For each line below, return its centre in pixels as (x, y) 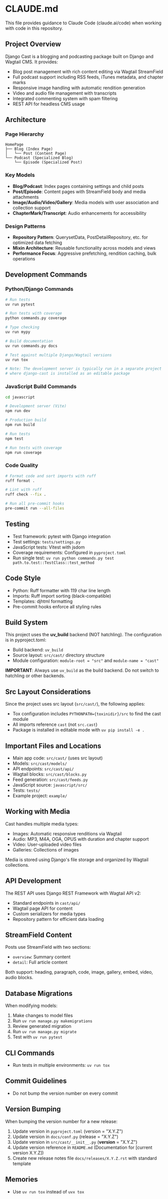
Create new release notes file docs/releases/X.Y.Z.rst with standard (85, 1158)
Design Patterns (25, 226)
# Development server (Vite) (36, 406)
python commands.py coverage (36, 318)
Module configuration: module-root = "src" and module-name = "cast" (86, 661)
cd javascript (20, 397)
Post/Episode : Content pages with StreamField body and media (79, 191)
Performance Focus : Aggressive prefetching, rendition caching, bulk (85, 253)
